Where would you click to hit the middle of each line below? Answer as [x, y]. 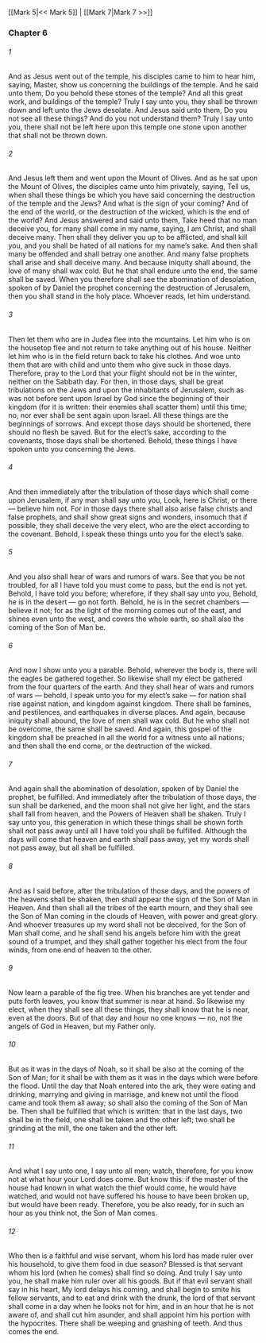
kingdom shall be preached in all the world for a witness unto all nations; [126, 738]
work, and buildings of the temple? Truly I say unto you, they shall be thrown [133, 102]
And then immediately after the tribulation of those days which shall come [129, 492]
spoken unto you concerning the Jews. [72, 449]
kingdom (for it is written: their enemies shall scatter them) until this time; [128, 407]
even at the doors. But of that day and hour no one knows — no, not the [125, 1017]
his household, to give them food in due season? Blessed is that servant [126, 1264]
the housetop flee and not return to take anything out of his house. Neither [130, 347]
